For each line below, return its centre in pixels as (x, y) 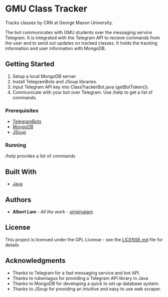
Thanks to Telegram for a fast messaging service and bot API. (76, 273)
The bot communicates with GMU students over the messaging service (79, 32)
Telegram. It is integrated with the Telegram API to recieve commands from (83, 38)
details (12, 245)
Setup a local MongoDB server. (44, 76)
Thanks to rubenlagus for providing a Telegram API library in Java (80, 278)
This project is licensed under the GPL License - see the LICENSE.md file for (84, 239)
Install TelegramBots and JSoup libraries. (55, 81)
